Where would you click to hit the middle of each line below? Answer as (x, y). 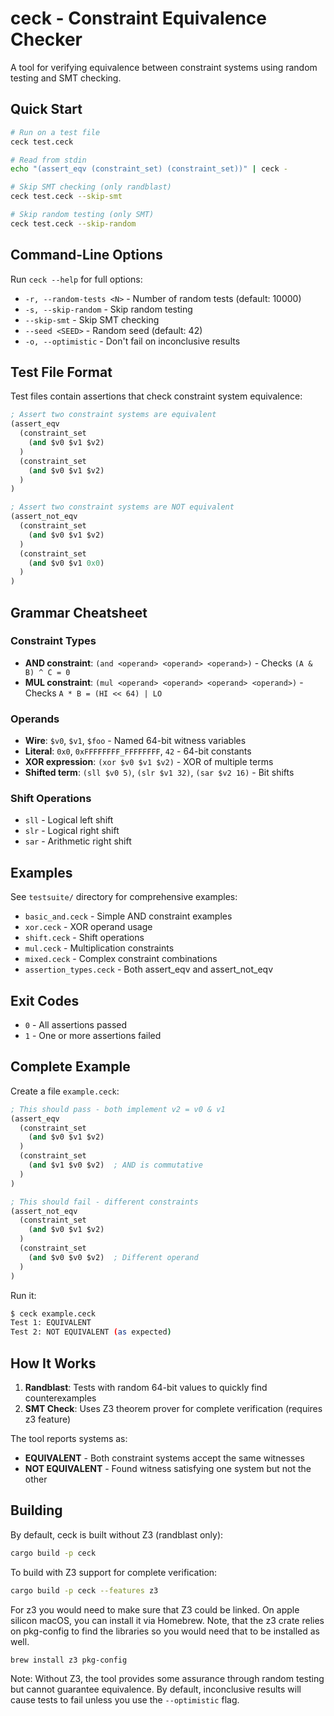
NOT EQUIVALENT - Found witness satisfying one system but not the (168, 1469)
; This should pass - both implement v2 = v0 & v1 (118, 1109)
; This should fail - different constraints (104, 1202)
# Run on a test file (55, 132)
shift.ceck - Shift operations (84, 938)
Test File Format (61, 372)
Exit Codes (45, 1000)
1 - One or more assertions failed (93, 1036)
